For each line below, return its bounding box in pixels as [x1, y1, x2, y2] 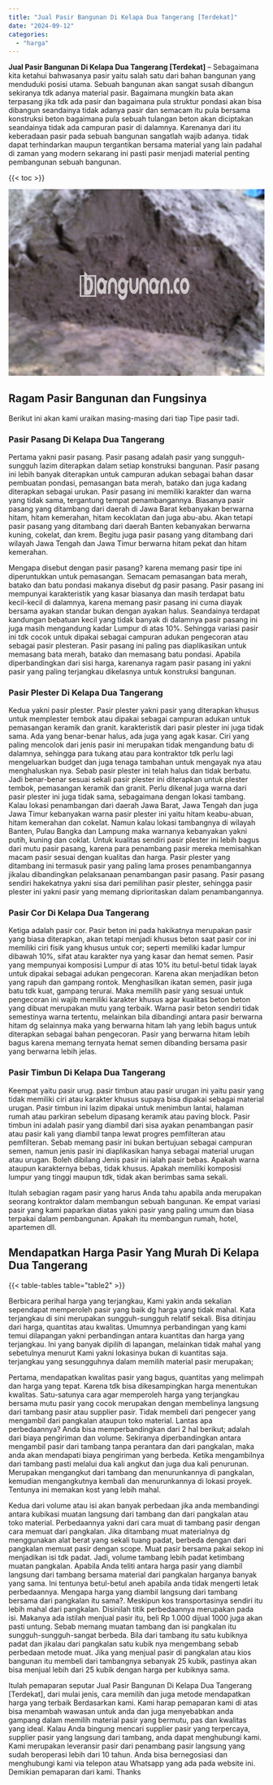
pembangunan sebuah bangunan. [8, 157, 122, 167]
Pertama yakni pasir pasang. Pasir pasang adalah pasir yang [8, 452, 211, 461]
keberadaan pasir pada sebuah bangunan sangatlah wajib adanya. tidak [8, 131, 249, 142]
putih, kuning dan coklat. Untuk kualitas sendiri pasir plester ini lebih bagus [8, 835, 260, 845]
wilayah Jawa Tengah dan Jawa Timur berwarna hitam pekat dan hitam [8, 538, 248, 548]
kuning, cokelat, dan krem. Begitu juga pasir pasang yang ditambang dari [8, 530, 253, 539]
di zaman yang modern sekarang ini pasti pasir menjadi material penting [8, 149, 250, 159]
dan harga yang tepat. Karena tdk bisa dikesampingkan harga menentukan [8, 1381, 258, 1390]
